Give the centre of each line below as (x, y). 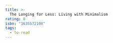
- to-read (20, 33)
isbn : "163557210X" (25, 23)
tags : (11, 28)
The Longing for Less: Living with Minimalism (59, 14)
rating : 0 (15, 19)
